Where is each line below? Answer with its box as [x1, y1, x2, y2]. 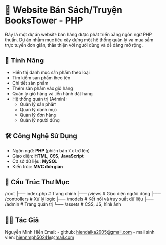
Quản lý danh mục [19, 106, 57, 112]
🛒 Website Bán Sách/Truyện [5, 4, 123, 16]
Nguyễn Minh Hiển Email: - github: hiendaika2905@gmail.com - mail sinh [5, 229, 155, 235]
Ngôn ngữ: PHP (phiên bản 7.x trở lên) [12, 147, 90, 153]
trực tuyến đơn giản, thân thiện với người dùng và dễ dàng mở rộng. [5, 42, 143, 48]
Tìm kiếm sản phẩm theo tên [12, 74, 71, 81]
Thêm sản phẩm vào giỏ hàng [12, 85, 73, 91]
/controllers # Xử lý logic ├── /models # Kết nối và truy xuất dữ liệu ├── [5, 196, 154, 202]
